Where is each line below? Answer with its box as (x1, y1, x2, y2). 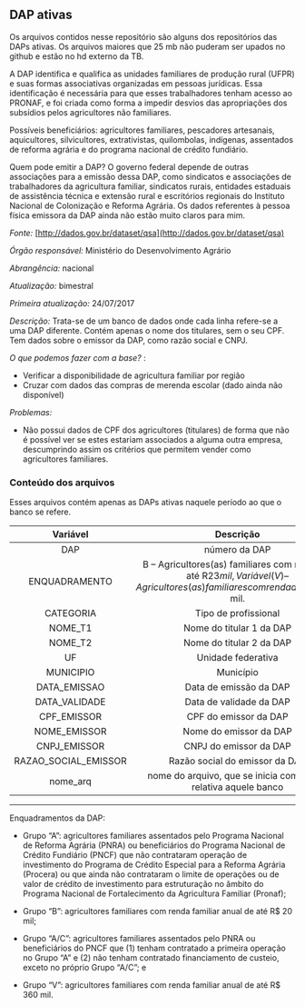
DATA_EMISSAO (35, 681, 105, 693)
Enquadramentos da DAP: (9, 813, 106, 823)
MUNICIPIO (45, 666, 95, 679)
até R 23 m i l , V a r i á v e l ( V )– (185, 570, 290, 583)
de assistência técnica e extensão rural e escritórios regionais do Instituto (9, 190, 285, 201)
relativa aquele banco (192, 781, 284, 793)
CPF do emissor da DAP (186, 711, 289, 723)
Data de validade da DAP (184, 695, 290, 708)
